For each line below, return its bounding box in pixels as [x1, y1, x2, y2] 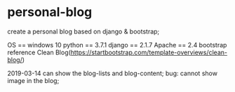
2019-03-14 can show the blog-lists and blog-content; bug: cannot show [7, 69, 217, 77]
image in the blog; [7, 76, 60, 84]
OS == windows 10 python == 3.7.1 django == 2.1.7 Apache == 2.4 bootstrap [7, 40, 227, 49]
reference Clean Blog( [7, 48, 72, 56]
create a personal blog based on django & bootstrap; [7, 27, 160, 36]
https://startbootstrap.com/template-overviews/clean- [70, 48, 228, 56]
